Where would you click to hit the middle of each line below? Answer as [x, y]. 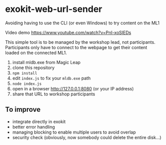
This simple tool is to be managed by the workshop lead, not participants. [80, 42]
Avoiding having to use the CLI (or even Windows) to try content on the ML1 [83, 23]
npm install [25, 73]
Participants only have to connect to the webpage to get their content [76, 47]
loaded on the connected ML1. [36, 53]
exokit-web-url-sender [54, 9]
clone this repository [33, 68]
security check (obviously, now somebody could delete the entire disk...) [87, 137]
